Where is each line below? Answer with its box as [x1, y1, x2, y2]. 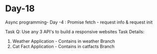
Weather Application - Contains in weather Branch [12, 38, 115, 44]
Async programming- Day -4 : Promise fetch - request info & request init [5, 19, 153, 25]
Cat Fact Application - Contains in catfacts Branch [12, 43, 115, 49]
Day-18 [5, 3, 35, 14]
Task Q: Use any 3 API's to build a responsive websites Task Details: [5, 28, 145, 34]
